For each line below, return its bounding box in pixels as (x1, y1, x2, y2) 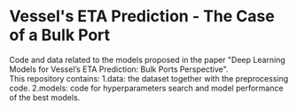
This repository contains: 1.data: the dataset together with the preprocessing (9, 73, 289, 83)
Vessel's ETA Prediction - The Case (9, 6, 275, 27)
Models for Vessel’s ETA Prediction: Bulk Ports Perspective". (9, 64, 229, 75)
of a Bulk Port (9, 25, 111, 45)
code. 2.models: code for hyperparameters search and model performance (9, 82, 284, 93)
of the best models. (9, 91, 81, 103)
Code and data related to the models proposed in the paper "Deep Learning (9, 54, 285, 65)
